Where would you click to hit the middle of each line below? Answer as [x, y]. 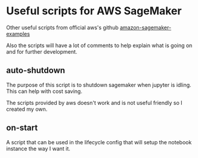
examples [18, 33]
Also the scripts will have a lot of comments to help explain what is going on [99, 45]
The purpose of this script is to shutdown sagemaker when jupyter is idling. [99, 85]
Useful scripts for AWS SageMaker [94, 11]
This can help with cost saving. [44, 91]
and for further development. [42, 51]
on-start [22, 128]
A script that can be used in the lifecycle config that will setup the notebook [99, 142]
